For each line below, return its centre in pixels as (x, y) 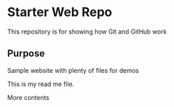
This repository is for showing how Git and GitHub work (87, 31)
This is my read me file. (41, 84)
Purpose (26, 53)
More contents (28, 97)
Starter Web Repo (60, 12)
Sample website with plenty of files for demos (73, 70)
